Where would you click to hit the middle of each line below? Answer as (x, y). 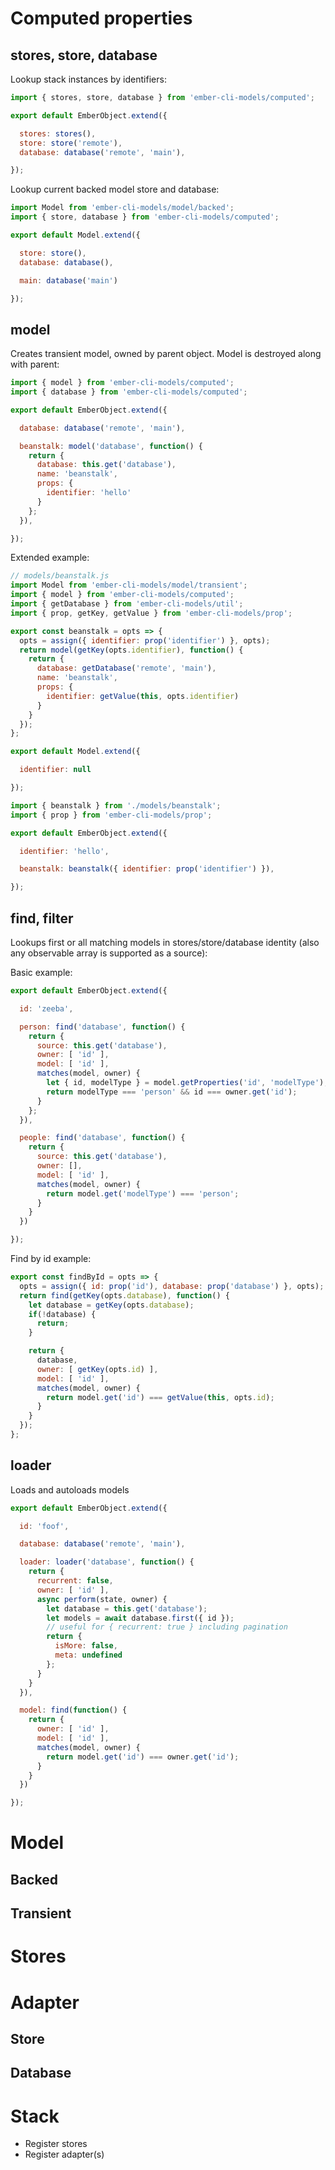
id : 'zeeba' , (46, 1008)
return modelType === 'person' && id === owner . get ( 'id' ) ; (172, 1092)
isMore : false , (86, 1646)
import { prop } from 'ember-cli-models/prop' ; (111, 815)
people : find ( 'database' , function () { (102, 1138)
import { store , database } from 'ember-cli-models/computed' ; (145, 217)
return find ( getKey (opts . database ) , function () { (124, 1295)
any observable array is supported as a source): (109, 953)
